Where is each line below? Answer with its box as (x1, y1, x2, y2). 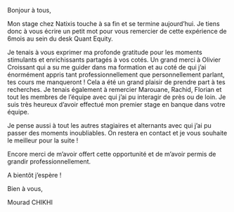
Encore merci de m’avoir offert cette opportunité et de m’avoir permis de (7, 150, 216, 158)
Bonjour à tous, (7, 6, 51, 14)
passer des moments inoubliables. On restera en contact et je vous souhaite (7, 129, 228, 137)
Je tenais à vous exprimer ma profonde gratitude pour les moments (7, 48, 202, 56)
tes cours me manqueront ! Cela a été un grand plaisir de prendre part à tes (7, 78, 226, 86)
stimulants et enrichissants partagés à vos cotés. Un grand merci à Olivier (7, 55, 221, 64)
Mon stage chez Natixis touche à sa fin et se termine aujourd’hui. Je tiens (7, 20, 220, 27)
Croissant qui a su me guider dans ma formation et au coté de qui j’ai (7, 63, 207, 71)
